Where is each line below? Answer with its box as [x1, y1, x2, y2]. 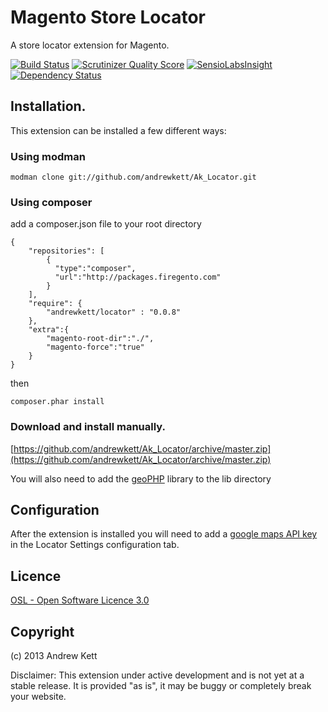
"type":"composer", [54, 264, 137, 274]
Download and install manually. [10, 420, 166, 434]
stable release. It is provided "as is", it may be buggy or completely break [10, 680, 312, 692]
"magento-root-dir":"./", [46, 334, 155, 344]
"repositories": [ [28, 246, 105, 256]
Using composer [10, 195, 93, 209]
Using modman [10, 149, 86, 163]
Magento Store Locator [10, 6, 207, 29]
